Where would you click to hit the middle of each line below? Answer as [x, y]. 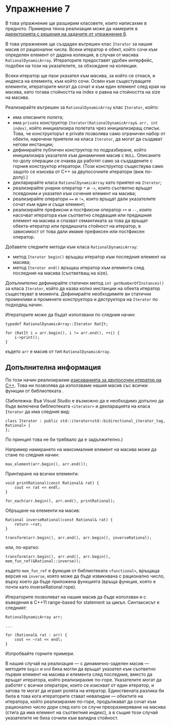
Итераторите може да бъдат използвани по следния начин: [70, 314]
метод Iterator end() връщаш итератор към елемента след [78, 267]
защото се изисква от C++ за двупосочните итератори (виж [78, 172]
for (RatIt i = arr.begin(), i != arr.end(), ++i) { [63, 333]
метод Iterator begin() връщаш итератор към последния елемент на [89, 257]
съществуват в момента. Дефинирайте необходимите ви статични [78, 294]
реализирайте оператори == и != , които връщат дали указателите [84, 199]
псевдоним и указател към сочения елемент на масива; [74, 193]
